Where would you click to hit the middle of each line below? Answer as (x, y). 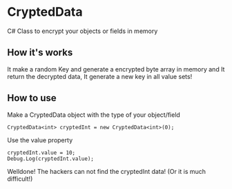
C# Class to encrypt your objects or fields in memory (83, 31)
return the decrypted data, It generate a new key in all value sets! (100, 76)
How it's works (40, 53)
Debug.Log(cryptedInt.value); (51, 159)
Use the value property (40, 140)
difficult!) (20, 179)
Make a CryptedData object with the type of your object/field (94, 115)
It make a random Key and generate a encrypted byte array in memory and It (116, 69)
